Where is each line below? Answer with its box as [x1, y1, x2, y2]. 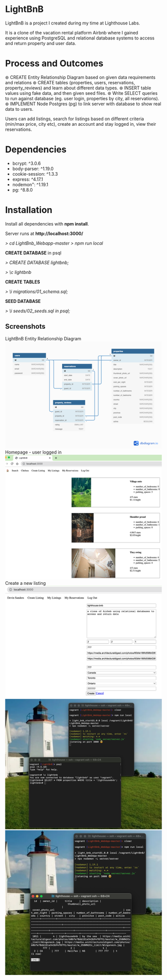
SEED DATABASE [5, 298, 41, 304]
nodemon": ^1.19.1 [12, 181, 49, 188]
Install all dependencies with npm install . [5, 221, 89, 227]
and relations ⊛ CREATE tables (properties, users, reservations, [5, 79, 135, 85]
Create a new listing [5, 580, 46, 586]
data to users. [5, 106, 34, 112]
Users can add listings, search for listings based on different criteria [5, 116, 144, 122]
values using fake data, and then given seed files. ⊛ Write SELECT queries [5, 90, 158, 96]
